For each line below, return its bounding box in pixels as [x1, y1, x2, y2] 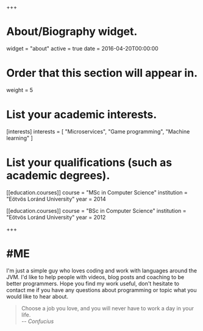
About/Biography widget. [6, 25, 138, 38]
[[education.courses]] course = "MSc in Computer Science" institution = [6, 188, 188, 196]
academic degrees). [6, 169, 110, 182]
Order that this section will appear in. [6, 66, 198, 80]
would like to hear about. [6, 293, 69, 300]
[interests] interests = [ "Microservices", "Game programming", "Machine [6, 127, 190, 135]
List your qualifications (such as [6, 156, 173, 169]
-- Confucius [21, 318, 54, 325]
